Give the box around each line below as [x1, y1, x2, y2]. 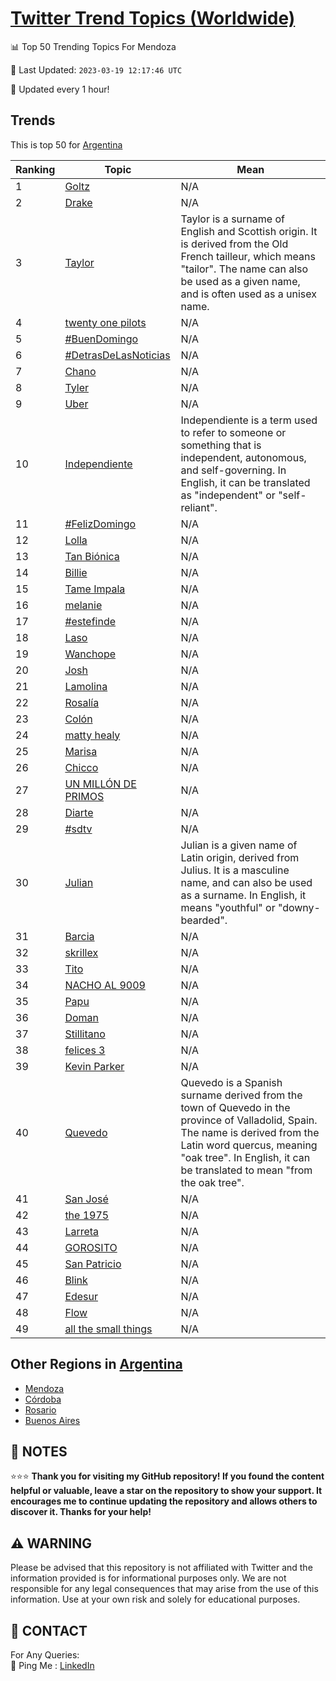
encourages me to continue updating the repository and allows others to [10, 1495, 318, 1507]
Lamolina [64, 679, 108, 693]
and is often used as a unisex [180, 287, 318, 301]
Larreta [64, 1224, 100, 1238]
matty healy [64, 728, 121, 742]
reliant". [180, 500, 218, 514]
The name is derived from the [180, 1125, 320, 1139]
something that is [180, 438, 262, 452]
